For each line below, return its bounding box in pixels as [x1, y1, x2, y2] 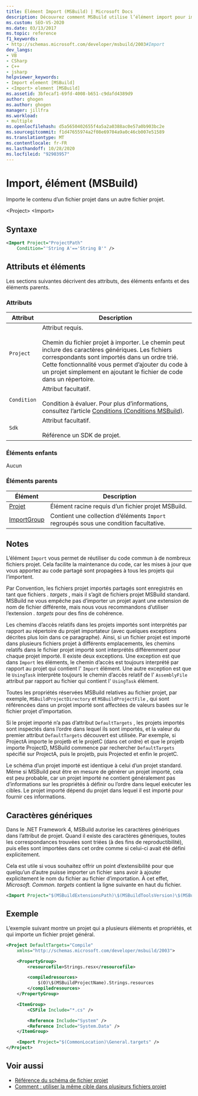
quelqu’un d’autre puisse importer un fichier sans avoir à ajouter [6, 869, 161, 876]
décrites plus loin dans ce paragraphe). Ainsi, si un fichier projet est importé [6, 634, 190, 641]
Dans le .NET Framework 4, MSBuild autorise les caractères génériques [6, 826, 180, 833]
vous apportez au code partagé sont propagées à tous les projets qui [6, 567, 174, 575]
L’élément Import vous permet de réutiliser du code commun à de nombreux [6, 554, 191, 562]
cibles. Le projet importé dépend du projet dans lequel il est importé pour [6, 787, 184, 794]
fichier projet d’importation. [6, 708, 72, 715]
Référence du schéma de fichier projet [14, 1077, 108, 1084]
